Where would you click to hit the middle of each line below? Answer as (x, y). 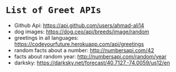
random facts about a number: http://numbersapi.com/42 (84, 50)
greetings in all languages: (46, 37)
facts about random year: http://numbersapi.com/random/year (90, 56)
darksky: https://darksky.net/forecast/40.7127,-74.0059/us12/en (92, 63)
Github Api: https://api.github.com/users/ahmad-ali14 (79, 25)
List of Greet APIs (53, 10)
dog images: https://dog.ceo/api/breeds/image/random (81, 32)
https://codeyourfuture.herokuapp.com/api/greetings (79, 44)
